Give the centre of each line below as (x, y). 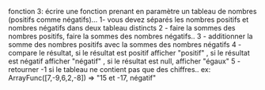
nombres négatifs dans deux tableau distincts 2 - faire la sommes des (122, 28)
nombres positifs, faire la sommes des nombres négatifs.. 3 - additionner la (131, 36)
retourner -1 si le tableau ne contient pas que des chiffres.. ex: (110, 69)
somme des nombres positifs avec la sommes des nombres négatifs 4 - (125, 45)
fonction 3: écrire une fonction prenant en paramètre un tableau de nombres (132, 11)
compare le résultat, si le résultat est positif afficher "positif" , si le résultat (129, 53)
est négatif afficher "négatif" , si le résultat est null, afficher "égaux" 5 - (125, 61)
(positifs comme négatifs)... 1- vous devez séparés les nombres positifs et (129, 20)
